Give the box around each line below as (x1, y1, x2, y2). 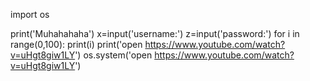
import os (10, 9, 50, 20)
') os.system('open (74, 49, 153, 61)
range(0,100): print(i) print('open (10, 39, 143, 50)
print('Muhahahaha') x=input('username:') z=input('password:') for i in (10, 28, 300, 39)
